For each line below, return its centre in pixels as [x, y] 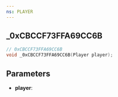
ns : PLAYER [20, 12]
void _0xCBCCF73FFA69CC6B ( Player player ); [60, 55]
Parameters [28, 73]
